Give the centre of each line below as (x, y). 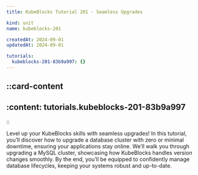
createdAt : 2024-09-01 (35, 39)
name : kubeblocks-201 (34, 29)
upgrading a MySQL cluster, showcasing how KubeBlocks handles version (99, 153)
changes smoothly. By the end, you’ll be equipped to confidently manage (98, 159)
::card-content (35, 87)
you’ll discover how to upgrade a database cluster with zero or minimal (95, 140)
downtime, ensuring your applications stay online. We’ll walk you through (98, 146)
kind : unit (20, 23)
